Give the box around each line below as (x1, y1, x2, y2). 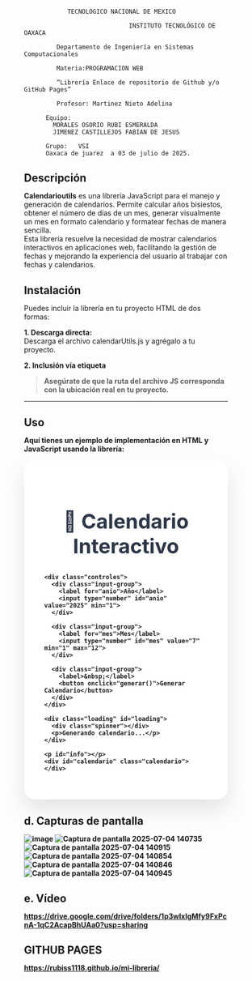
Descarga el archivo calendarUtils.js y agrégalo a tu (23, 336, 195, 346)
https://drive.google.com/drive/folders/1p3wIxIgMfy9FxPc (23, 911, 227, 921)
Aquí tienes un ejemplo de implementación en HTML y (23, 436, 209, 446)
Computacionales (23, 50, 79, 58)
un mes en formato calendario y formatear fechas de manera (23, 217, 227, 227)
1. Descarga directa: (23, 327, 93, 337)
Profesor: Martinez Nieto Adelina (56, 100, 173, 108)
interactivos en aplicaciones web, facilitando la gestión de (23, 243, 217, 253)
